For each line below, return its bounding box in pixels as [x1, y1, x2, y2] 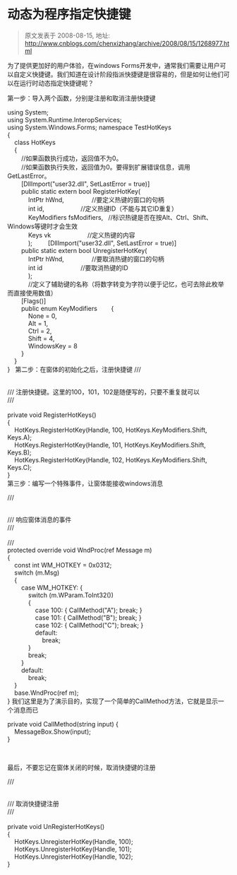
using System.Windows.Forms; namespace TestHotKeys [7, 123, 171, 131]
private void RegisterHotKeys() [7, 411, 97, 419]
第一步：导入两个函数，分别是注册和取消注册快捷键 [7, 93, 156, 102]
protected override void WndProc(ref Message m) [7, 546, 152, 554]
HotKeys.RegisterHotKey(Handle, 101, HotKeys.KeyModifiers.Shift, [13, 440, 206, 449]
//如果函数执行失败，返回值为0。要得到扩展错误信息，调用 [20, 163, 190, 171]
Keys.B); [7, 448, 32, 457]
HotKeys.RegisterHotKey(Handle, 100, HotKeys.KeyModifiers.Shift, [13, 425, 207, 434]
